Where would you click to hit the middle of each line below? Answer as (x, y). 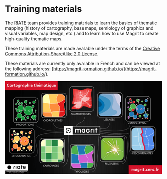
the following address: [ (29, 69)
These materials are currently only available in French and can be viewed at (83, 63)
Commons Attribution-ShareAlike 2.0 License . (52, 54)
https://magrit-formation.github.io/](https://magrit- (105, 69)
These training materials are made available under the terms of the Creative (83, 48)
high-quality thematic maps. (34, 39)
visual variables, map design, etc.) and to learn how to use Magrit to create (82, 33)
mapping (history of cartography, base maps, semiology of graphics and (79, 28)
